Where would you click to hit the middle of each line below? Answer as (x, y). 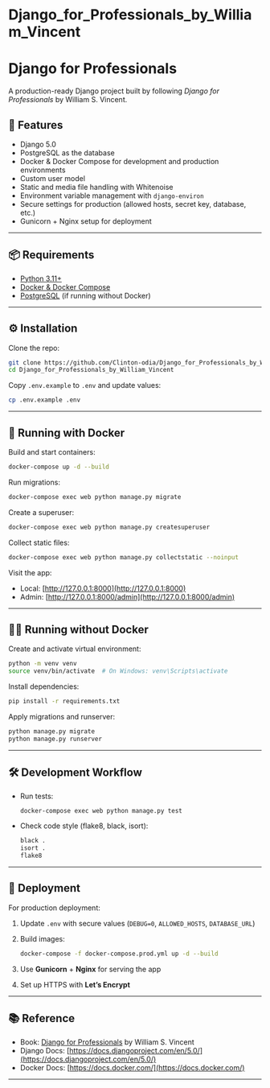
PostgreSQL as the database (67, 152)
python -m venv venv (43, 664)
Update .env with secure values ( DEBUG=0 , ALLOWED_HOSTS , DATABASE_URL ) (137, 923)
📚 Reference (41, 1018)
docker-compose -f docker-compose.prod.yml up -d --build (119, 954)
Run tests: (37, 796)
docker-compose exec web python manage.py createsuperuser (109, 527)
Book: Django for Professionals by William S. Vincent (107, 1042)
